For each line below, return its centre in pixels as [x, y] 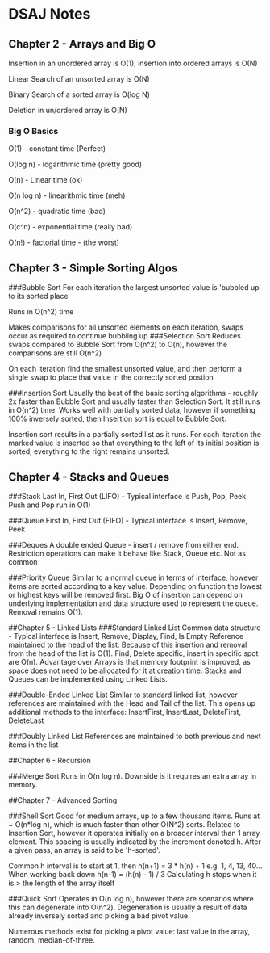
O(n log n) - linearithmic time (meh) [67, 195]
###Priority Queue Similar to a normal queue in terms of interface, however [133, 577]
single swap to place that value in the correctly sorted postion [111, 377]
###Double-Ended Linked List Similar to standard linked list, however [123, 695]
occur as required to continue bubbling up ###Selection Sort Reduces [125, 336]
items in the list [33, 745]
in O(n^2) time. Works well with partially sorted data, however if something [132, 410]
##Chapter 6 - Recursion [50, 760]
